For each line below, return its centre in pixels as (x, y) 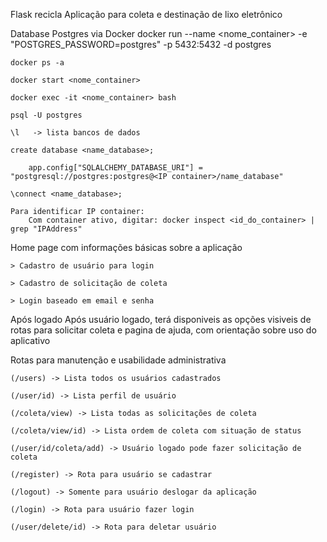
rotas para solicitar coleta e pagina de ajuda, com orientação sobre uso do (163, 330)
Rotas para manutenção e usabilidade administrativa (118, 360)
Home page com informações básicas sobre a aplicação (126, 247)
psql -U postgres (46, 115)
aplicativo (30, 340)
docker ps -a (37, 63)
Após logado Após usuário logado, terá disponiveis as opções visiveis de (161, 319)
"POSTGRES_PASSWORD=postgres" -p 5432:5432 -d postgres (141, 44)
